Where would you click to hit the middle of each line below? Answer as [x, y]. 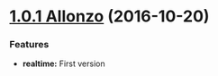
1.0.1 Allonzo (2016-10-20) [109, 17]
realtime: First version [64, 63]
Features [29, 45]
